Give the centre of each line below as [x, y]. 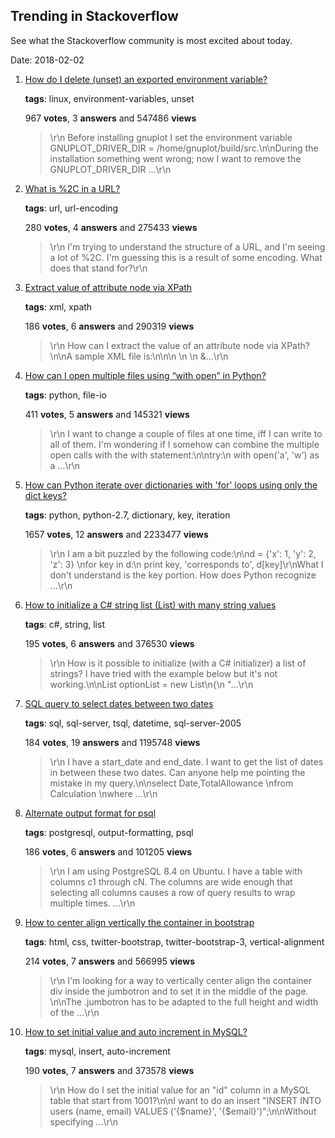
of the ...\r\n [74, 1012]
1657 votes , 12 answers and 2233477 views [116, 534]
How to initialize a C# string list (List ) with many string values [150, 605]
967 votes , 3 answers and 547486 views [110, 118]
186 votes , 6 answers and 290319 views [109, 326]
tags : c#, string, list [64, 624]
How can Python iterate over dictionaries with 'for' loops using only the [171, 485]
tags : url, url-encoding [71, 208]
